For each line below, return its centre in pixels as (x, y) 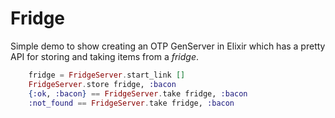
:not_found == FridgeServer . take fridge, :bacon (131, 103)
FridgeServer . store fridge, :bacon (102, 84)
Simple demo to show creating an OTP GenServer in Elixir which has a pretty (168, 46)
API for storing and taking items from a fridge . (105, 56)
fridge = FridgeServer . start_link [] (107, 75)
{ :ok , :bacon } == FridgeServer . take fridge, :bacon (138, 93)
